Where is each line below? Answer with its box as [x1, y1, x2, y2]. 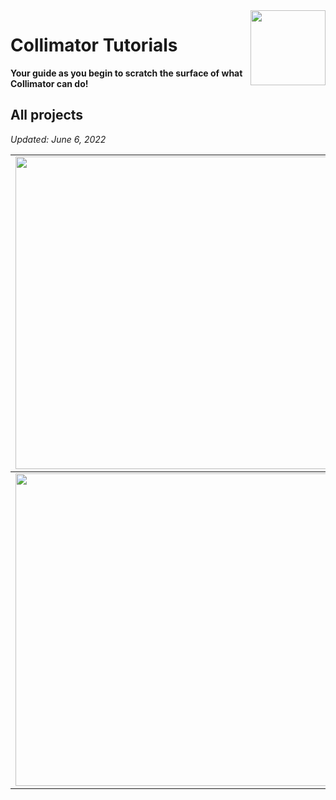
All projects [10, 107, 84, 124]
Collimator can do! [10, 77, 89, 89]
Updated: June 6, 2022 [10, 133, 107, 145]
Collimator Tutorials [10, 34, 178, 57]
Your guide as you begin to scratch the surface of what [10, 67, 243, 79]
